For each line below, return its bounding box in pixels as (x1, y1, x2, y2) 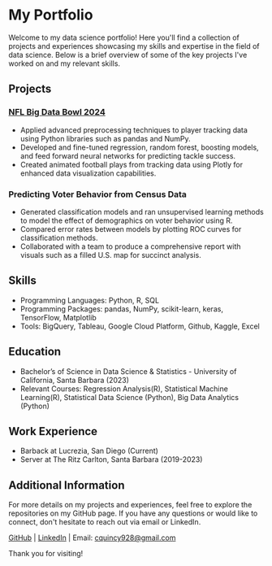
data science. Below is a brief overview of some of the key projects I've (8, 50, 248, 59)
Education (8, 345, 62, 359)
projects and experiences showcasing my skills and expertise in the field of (8, 41, 260, 50)
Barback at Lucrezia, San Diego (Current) (19, 446, 158, 456)
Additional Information (8, 478, 125, 492)
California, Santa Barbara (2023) (19, 375, 130, 385)
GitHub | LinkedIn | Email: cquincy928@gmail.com (8, 533, 176, 542)
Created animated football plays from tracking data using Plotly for (19, 159, 244, 169)
